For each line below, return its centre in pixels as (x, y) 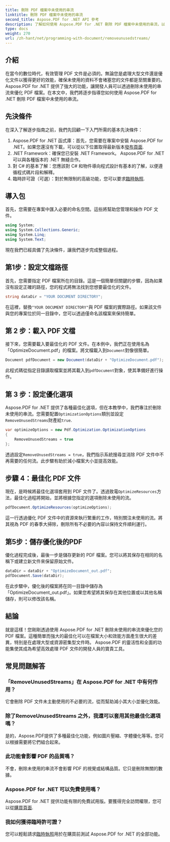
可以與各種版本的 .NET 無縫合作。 (48, 159)
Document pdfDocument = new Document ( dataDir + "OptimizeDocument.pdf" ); (85, 360)
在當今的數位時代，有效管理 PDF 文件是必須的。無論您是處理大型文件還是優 (84, 73)
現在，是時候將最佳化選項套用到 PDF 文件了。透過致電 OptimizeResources (81, 492)
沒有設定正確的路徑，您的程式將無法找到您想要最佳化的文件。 (70, 287)
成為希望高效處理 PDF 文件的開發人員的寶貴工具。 (75, 648)
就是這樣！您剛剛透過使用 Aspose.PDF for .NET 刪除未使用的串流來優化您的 (84, 629)
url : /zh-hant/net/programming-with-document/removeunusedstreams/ (78, 39)
